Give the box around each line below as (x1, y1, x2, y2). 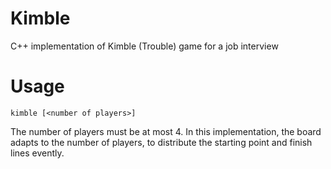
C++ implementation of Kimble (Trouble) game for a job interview (10, 40, 279, 52)
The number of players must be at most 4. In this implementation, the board (10, 125, 322, 137)
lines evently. (10, 147, 65, 159)
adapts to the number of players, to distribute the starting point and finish (10, 136, 313, 148)
